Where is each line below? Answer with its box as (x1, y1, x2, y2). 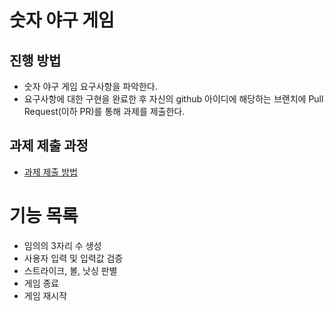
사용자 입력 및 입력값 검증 (23, 252, 124, 264)
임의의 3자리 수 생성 (23, 239, 102, 251)
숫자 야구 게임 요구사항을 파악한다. (23, 81, 158, 92)
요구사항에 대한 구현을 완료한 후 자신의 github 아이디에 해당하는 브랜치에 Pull (23, 93, 324, 105)
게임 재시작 (23, 289, 68, 301)
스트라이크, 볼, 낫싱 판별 (23, 264, 118, 276)
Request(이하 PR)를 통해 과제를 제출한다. (23, 106, 186, 117)
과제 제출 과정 (9, 137, 89, 155)
